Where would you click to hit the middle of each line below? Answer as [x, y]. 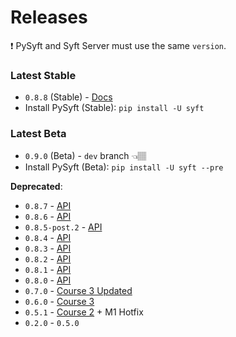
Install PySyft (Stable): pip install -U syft [114, 108]
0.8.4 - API [48, 237]
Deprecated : [36, 186]
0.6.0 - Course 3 [59, 301]
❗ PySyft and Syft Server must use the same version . [118, 45]
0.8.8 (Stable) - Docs [68, 97]
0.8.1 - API [48, 269]
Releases [49, 17]
